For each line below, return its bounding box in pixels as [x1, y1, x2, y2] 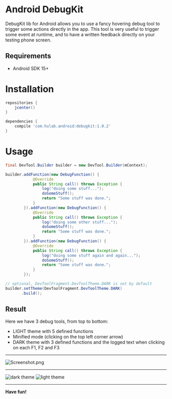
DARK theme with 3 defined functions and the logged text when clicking [12, 339, 165, 345]
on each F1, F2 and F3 [12, 345, 60, 351]
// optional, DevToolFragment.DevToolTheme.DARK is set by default [5, 281, 153, 286]
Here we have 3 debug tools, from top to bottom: [5, 319, 109, 325]
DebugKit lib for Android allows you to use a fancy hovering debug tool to [5, 20, 160, 27]
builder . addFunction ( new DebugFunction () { [5, 172, 100, 177]
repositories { [5, 100, 38, 106]
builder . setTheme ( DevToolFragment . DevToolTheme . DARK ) [5, 286, 123, 291]
